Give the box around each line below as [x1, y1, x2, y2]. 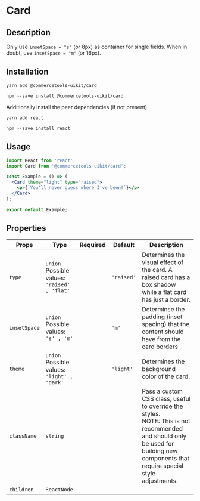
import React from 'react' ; [6, 157, 76, 163]
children [9, 487, 34, 493]
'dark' [45, 379, 64, 386]
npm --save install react [6, 125, 70, 131]
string [45, 433, 64, 440]
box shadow [142, 281, 176, 289]
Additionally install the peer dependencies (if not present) [6, 103, 148, 110]
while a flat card [142, 288, 187, 296]
